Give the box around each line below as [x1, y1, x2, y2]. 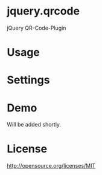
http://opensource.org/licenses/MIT [7, 162, 96, 170]
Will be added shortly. [7, 121, 62, 128]
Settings [7, 73, 50, 87]
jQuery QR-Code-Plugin [7, 24, 66, 31]
